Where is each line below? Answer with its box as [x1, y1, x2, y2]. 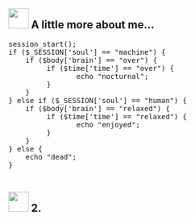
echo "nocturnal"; [76, 72, 149, 81]
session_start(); [8, 39, 77, 48]
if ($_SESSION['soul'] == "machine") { [8, 48, 166, 56]
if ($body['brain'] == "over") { [25, 56, 158, 64]
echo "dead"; [25, 152, 77, 161]
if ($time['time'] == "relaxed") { [46, 112, 188, 121]
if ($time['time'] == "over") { [46, 64, 175, 73]
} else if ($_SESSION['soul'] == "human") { [8, 96, 188, 105]
